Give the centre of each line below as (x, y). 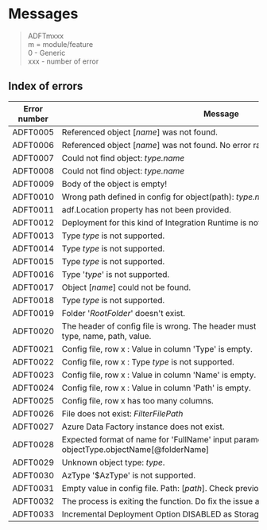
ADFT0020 (33, 331)
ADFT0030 (33, 475)
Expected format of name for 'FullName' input (147, 439)
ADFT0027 (33, 427)
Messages (43, 14)
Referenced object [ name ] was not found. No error (157, 145)
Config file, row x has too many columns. (138, 400)
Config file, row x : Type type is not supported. (148, 361)
